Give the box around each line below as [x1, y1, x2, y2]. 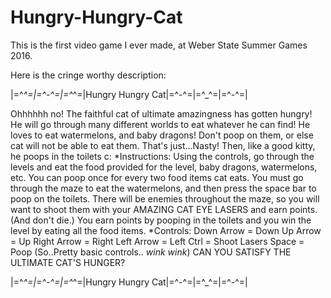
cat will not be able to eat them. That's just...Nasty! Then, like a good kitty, [10, 139, 316, 151]
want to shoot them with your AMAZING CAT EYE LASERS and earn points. [10, 203, 318, 215]
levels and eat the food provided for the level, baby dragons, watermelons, [10, 161, 318, 173]
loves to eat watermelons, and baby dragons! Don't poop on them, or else [10, 129, 314, 141]
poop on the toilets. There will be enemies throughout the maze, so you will [10, 192, 320, 205]
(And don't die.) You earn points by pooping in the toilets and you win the [10, 214, 312, 226]
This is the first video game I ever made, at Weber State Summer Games [10, 39, 308, 51]
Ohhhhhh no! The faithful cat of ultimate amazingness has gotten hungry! [10, 107, 313, 120]
